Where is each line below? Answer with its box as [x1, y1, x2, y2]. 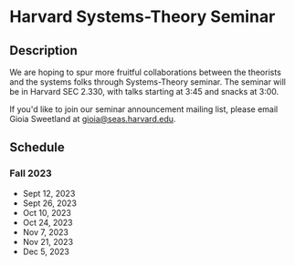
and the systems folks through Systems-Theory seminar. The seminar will [9, 77, 286, 87]
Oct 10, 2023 [22, 207, 71, 218]
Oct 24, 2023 [22, 217, 73, 228]
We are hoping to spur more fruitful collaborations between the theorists [9, 66, 281, 77]
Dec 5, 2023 [22, 246, 70, 257]
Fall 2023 [9, 167, 52, 179]
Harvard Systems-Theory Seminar [9, 6, 276, 27]
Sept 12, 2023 [22, 188, 76, 199]
